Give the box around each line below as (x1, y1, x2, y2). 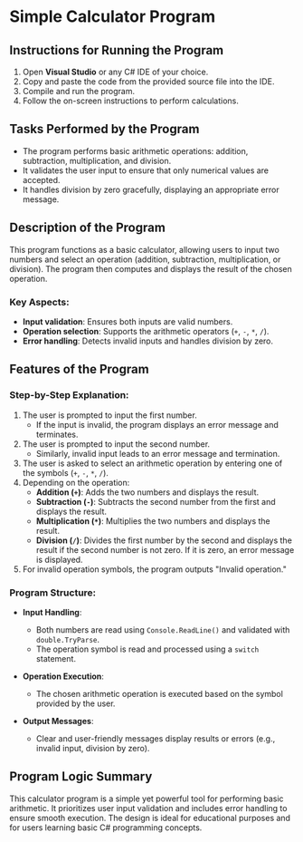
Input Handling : (22, 606, 82, 617)
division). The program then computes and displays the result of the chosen (9, 263, 292, 274)
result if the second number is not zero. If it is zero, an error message (35, 544, 295, 555)
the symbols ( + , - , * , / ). (22, 467, 109, 478)
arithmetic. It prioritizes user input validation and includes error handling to (9, 802, 288, 813)
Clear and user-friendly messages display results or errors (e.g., (35, 732, 276, 744)
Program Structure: (9, 586, 97, 599)
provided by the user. (35, 698, 116, 709)
